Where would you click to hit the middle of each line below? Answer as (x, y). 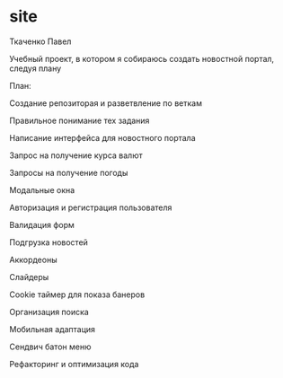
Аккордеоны (33, 259)
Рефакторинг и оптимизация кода (74, 364)
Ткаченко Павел (40, 41)
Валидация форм (42, 224)
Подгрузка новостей (49, 242)
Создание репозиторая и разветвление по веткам (106, 103)
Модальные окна (42, 189)
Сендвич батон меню (50, 347)
